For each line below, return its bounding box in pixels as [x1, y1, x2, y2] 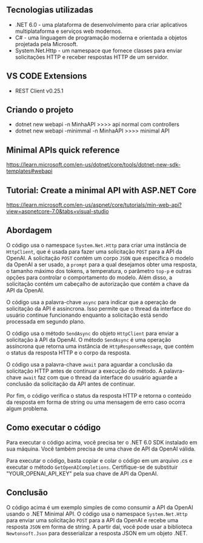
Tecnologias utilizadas [6, 5, 93, 15]
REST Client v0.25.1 [15, 87, 64, 94]
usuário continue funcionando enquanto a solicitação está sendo [6, 311, 168, 319]
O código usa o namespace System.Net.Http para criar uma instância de [6, 241, 187, 249]
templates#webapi [6, 167, 53, 175]
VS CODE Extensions [6, 71, 87, 81]
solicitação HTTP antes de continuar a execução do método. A [6, 367, 162, 375]
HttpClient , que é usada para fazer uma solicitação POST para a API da [6, 247, 182, 255]
